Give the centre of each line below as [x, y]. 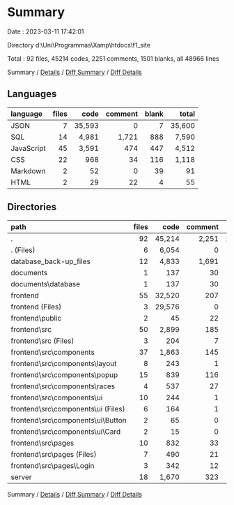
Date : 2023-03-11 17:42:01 [46, 31]
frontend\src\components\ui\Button [69, 420]
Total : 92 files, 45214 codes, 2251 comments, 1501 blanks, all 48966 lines [113, 58]
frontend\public [36, 318]
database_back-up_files [50, 261]
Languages [32, 94]
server [22, 477]
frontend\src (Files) [42, 341]
